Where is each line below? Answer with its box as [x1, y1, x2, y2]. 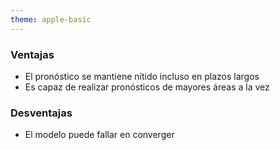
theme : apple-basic [10, 14, 92, 25]
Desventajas [10, 106, 73, 120]
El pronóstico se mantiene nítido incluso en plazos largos [24, 70, 260, 82]
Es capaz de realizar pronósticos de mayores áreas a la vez [24, 81, 270, 93]
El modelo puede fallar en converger [24, 129, 175, 141]
